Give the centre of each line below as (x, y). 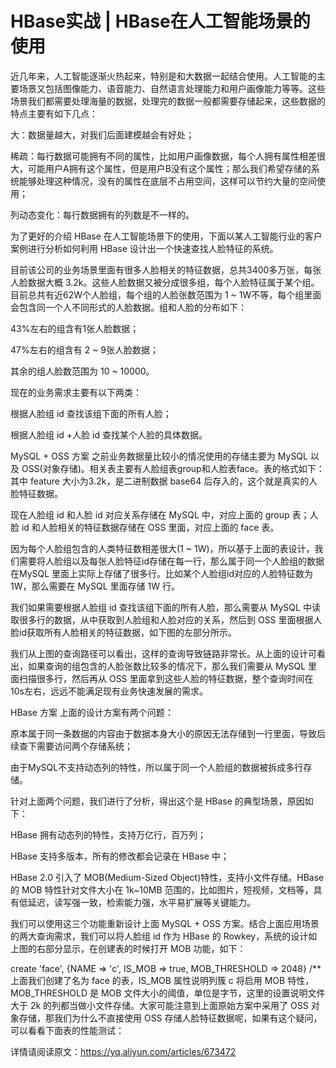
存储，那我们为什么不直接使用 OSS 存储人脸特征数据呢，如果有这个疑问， (170, 1018)
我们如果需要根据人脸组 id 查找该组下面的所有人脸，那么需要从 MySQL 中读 (165, 607)
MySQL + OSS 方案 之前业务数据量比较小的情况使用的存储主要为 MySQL (159, 456)
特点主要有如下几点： (54, 113)
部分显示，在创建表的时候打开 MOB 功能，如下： (145, 948)
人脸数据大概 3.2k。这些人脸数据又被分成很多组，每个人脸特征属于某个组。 (165, 282)
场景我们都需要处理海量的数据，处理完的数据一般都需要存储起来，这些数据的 (168, 101)
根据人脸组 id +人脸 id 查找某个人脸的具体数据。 (109, 434)
